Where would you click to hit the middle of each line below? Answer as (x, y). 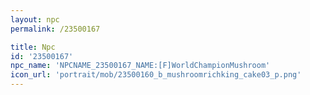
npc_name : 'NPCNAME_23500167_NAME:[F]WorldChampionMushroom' (140, 66)
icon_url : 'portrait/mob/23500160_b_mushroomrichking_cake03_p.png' (156, 75)
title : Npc (33, 47)
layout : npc (35, 19)
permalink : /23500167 (55, 29)
